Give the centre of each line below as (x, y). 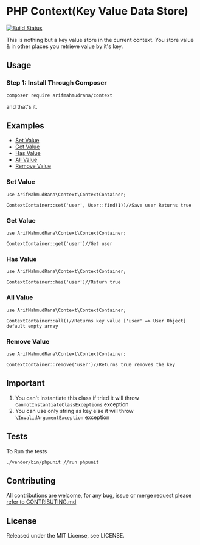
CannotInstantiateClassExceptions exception (72, 404)
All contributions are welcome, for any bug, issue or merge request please (99, 495)
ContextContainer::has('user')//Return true (64, 282)
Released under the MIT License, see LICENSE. (65, 536)
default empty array (33, 326)
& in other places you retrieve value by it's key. (65, 46)
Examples (25, 126)
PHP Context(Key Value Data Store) (97, 11)
